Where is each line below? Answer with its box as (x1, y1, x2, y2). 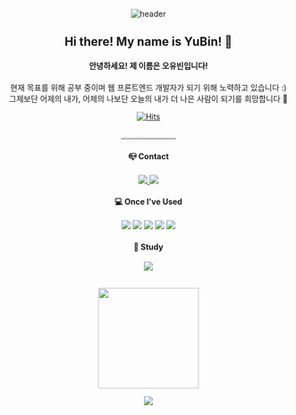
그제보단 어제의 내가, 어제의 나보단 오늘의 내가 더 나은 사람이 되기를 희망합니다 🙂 (8, 93, 289, 104)
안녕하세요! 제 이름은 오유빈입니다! (89, 60, 208, 71)
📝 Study (133, 241, 164, 252)
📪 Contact (127, 151, 170, 162)
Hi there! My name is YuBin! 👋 (63, 34, 233, 49)
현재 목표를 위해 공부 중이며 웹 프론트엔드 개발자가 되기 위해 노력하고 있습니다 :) (10, 81, 287, 93)
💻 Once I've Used (114, 197, 183, 207)
